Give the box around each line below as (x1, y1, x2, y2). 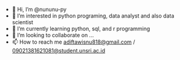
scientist (11, 19, 33, 25)
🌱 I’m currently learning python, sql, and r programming (11, 25, 150, 32)
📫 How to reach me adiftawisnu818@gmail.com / (11, 38, 135, 45)
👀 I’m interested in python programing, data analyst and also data (11, 12, 175, 19)
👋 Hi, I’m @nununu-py (11, 6, 67, 13)
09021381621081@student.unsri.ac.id (11, 47, 106, 54)
